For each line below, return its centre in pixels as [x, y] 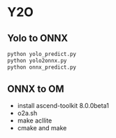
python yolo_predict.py [42, 54]
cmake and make [42, 128]
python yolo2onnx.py [37, 60]
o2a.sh [27, 113]
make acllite [35, 120]
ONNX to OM [36, 89]
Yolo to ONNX [38, 38]
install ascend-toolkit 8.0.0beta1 [63, 106]
